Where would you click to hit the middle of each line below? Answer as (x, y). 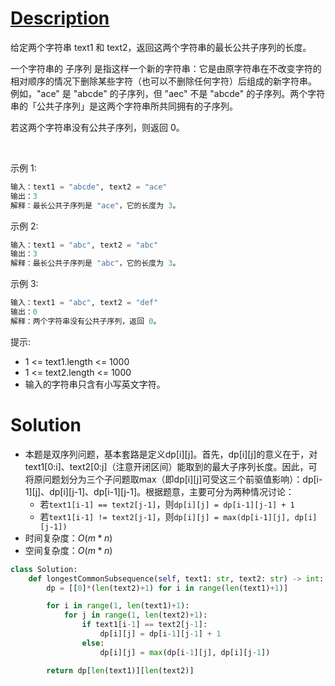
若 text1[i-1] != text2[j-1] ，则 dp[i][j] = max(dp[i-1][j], (165, 516)
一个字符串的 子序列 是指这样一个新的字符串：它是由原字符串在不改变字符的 (166, 68)
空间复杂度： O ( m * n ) (68, 550)
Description (60, 18)
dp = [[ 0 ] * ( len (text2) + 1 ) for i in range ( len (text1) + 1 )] (167, 588)
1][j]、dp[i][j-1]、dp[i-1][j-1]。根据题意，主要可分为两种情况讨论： (159, 491)
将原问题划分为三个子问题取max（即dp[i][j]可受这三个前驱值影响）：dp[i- (173, 479)
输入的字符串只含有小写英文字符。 (95, 384)
